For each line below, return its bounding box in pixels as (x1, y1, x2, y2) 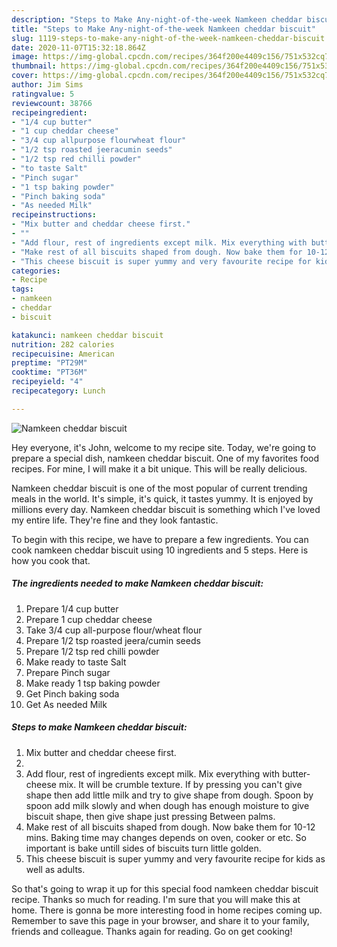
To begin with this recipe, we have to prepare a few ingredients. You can (11, 533, 309, 545)
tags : (11, 284, 34, 295)
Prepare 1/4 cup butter (25, 602, 119, 615)
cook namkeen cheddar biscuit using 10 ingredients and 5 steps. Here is (11, 544, 309, 556)
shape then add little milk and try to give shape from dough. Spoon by (25, 789, 314, 801)
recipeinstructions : (11, 210, 98, 220)
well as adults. (25, 863, 86, 875)
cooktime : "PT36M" (11, 367, 88, 378)
